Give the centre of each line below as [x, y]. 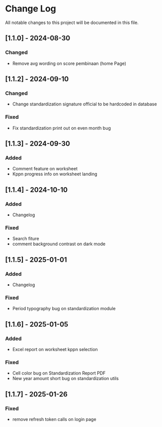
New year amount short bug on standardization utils [66, 379]
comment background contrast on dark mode [59, 244]
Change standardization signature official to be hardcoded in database [85, 104]
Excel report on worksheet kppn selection [55, 349]
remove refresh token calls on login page [54, 419]
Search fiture [26, 239]
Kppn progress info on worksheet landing [55, 174]
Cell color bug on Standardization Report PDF [59, 373]
